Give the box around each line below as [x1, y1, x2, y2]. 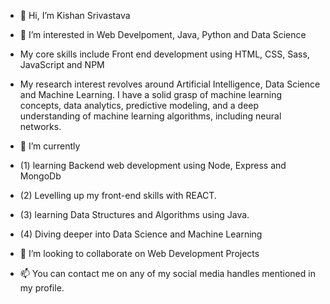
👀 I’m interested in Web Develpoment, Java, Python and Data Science [19, 29, 307, 40]
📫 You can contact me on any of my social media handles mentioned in [19, 268, 316, 279]
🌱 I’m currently [19, 140, 81, 152]
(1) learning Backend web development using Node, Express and [19, 160, 287, 171]
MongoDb [19, 170, 62, 182]
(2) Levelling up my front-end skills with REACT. [19, 190, 217, 201]
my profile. [19, 282, 65, 294]
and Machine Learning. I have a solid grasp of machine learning [19, 89, 283, 100]
